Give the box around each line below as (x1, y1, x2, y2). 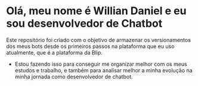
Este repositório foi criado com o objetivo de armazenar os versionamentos (6, 36, 191, 43)
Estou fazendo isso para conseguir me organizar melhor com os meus (14, 60, 187, 68)
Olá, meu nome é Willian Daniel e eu (6, 4, 187, 18)
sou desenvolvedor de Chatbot (6, 17, 163, 30)
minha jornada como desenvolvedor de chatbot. (14, 73, 133, 80)
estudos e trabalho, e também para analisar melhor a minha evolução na (14, 66, 193, 74)
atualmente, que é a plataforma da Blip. (6, 49, 103, 56)
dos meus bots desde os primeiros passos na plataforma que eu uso (6, 43, 175, 50)
